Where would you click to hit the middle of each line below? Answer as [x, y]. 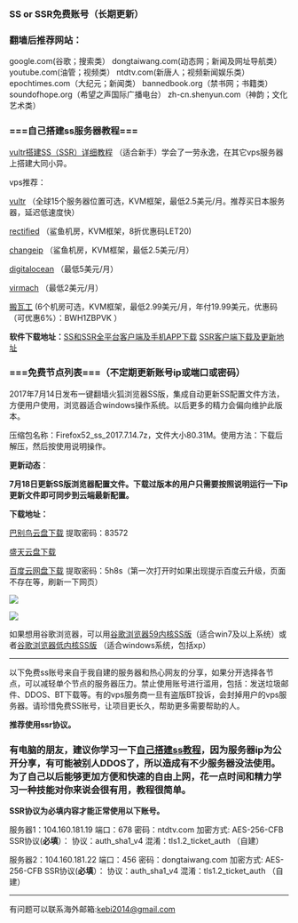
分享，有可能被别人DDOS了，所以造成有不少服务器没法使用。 [149, 763]
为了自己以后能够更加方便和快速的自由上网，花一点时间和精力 [141, 776]
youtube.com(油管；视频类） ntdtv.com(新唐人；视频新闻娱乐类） [129, 72]
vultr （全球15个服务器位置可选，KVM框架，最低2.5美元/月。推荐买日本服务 [147, 201]
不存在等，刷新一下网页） [56, 582]
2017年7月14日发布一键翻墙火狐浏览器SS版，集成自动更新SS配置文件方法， [147, 394]
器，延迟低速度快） [44, 212]
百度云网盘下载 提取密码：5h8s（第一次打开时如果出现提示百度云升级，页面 [148, 570]
